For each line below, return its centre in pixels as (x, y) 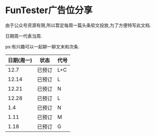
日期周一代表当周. (24, 36)
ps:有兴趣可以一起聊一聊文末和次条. (43, 46)
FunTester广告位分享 (49, 10)
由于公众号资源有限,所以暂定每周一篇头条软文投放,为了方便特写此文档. (78, 25)
